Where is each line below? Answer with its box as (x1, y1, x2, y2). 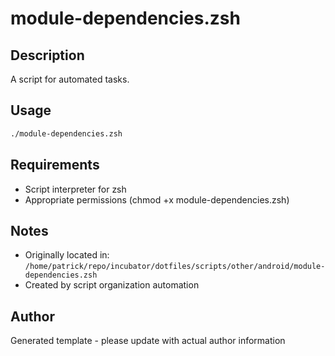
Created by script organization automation (24, 279, 200, 291)
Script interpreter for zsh (24, 183, 127, 195)
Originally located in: (24, 249, 110, 261)
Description (10, 47, 85, 64)
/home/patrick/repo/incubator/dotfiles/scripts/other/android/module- (24, 262, 326, 272)
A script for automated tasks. (10, 73, 130, 85)
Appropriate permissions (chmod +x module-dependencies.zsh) (24, 193, 290, 206)
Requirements (10, 157, 100, 174)
